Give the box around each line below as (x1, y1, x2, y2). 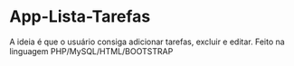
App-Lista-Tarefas (9, 6, 151, 27)
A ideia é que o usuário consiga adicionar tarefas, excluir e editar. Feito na (9, 36, 285, 47)
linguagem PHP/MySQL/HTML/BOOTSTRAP (9, 45, 174, 56)
